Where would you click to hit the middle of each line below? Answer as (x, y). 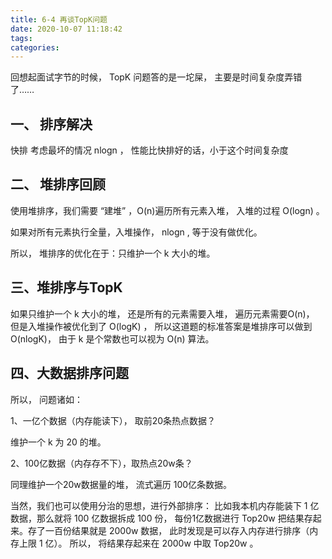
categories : (35, 47)
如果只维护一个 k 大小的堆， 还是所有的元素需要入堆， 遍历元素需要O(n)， (162, 313)
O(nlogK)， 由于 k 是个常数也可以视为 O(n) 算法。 (112, 338)
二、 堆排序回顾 (58, 184)
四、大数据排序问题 (69, 373)
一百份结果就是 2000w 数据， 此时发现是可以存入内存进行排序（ (177, 530)
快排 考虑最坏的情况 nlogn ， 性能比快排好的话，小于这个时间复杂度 (149, 150)
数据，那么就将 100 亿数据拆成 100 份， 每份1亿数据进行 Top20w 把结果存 (161, 518)
